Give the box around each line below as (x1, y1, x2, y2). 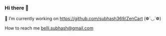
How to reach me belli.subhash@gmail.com (4, 25, 94, 31)
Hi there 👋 (4, 4, 29, 11)
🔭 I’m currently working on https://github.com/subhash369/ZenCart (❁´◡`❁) (4, 16, 162, 22)
